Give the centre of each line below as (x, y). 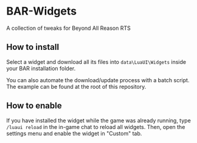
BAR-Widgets (42, 11)
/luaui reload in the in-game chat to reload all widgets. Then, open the (96, 127)
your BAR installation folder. (41, 68)
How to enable (34, 106)
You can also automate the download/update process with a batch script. (98, 80)
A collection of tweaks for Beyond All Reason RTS (68, 28)
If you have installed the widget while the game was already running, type (99, 120)
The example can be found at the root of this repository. (76, 86)
